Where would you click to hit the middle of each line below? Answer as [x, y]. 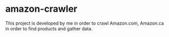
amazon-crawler [41, 9]
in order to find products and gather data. [49, 28]
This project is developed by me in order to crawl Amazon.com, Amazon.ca [84, 23]
